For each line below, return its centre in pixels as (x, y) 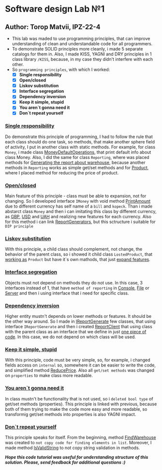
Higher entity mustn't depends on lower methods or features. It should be (78, 316)
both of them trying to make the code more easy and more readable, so (76, 409)
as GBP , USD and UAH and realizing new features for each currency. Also (78, 217)
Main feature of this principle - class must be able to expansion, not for (76, 196)
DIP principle (19, 226)
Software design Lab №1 (55, 9)
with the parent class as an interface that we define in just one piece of (76, 331)
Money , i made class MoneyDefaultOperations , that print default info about (78, 152)
